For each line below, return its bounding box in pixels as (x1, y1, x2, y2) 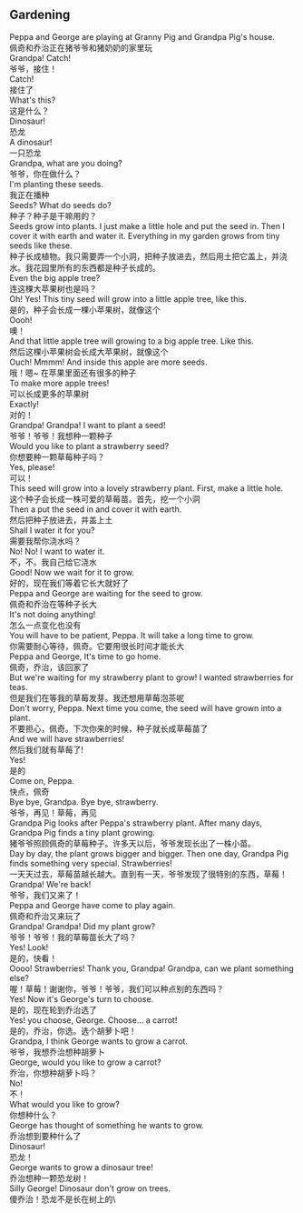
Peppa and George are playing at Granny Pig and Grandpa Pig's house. (9, 31, 275, 42)
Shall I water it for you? (9, 525, 95, 536)
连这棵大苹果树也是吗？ (9, 283, 97, 294)
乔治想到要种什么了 (9, 1130, 82, 1141)
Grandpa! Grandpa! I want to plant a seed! (9, 419, 166, 430)
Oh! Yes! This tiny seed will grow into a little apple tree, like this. (9, 293, 247, 304)
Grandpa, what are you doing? (9, 157, 122, 168)
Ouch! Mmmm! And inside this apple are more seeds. (9, 356, 208, 367)
